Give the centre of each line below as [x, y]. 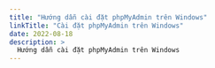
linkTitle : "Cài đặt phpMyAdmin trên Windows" [96, 26]
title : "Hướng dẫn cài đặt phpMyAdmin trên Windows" [108, 17]
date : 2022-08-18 [41, 34]
